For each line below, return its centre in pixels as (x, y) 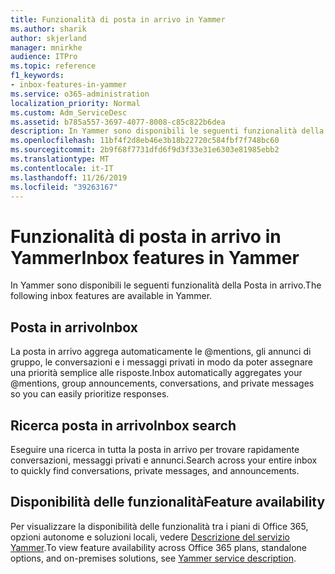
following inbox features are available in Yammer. (111, 296)
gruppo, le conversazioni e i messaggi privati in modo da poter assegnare (161, 362)
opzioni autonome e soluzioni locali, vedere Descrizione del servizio (150, 537)
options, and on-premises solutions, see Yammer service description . (153, 558)
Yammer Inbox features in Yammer (155, 257)
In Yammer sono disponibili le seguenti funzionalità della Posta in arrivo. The (166, 285)
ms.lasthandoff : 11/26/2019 (69, 177)
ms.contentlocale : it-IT (62, 168)
